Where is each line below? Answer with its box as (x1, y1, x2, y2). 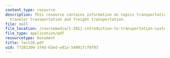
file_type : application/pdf (5, 31, 65, 36)
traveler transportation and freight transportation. (10, 17, 125, 22)
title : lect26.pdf (5, 40, 44, 45)
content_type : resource (5, 7, 56, 13)
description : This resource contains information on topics (5, 12, 135, 17)
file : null (5, 21, 28, 27)
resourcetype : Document (5, 36, 56, 41)
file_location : (5, 26, 37, 31)
